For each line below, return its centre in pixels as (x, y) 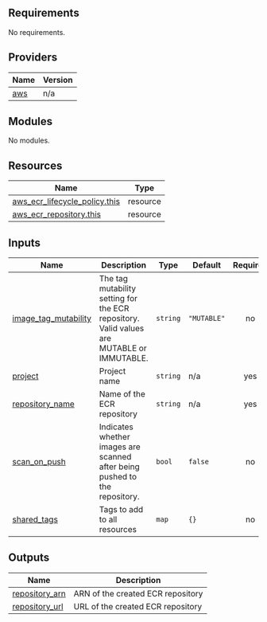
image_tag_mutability (52, 319)
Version (58, 80)
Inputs (25, 243)
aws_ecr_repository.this (57, 214)
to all (108, 519)
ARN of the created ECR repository (138, 593)
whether (114, 437)
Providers (33, 58)
